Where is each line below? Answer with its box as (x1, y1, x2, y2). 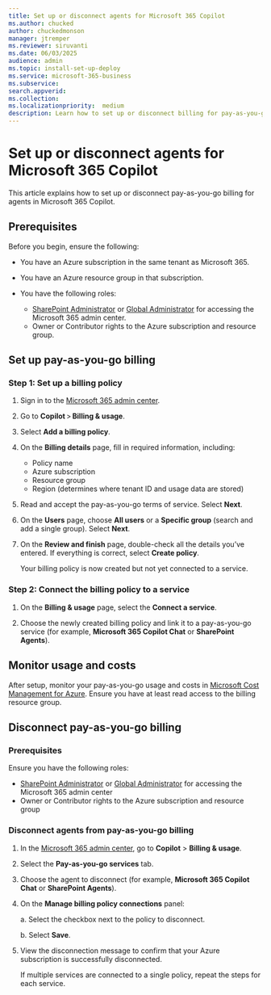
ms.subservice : (8, 79, 60, 87)
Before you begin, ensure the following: (8, 241, 140, 251)
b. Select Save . (19, 930, 71, 939)
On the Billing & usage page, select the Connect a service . (19, 602, 218, 612)
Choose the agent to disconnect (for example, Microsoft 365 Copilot (19, 874, 250, 884)
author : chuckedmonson (8, 27, 85, 35)
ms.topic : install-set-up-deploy (8, 65, 121, 73)
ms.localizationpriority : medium (8, 102, 125, 110)
